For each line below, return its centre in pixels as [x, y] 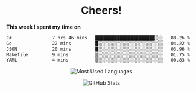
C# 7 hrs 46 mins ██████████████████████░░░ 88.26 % [98, 38]
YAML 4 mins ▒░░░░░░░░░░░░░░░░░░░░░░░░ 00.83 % [98, 60]
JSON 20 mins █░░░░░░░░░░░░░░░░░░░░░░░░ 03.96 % [98, 49]
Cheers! [101, 10]
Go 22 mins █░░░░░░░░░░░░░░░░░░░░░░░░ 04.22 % [98, 43]
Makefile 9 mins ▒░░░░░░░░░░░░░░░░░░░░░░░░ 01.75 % [98, 54]
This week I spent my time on [44, 27]
